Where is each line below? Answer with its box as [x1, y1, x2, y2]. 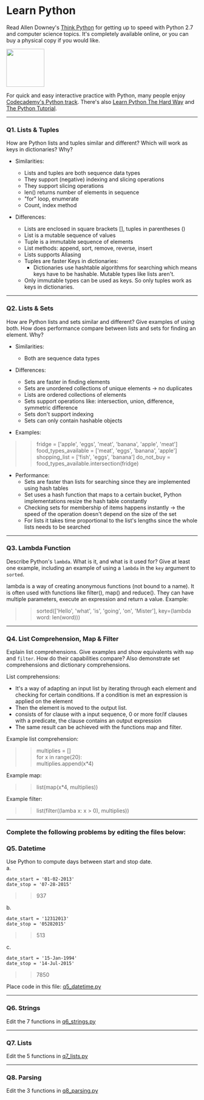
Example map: [6, 772, 42, 779]
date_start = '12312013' [6, 916, 69, 922]
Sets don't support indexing [24, 410, 94, 418]
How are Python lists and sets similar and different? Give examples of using [6, 318, 195, 325]
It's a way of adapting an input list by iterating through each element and [15, 685, 197, 692]
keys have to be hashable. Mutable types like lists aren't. [33, 270, 175, 278]
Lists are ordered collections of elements [24, 391, 126, 398]
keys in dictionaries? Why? [6, 146, 73, 153]
